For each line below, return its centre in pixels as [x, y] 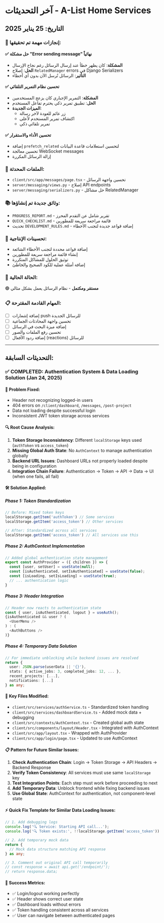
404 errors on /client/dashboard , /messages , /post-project [72, 406]
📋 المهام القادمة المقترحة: [33, 303]
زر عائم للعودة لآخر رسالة [42, 113]
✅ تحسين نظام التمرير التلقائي [32, 87]
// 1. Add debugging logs [31, 822]
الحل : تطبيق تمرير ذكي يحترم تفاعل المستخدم [54, 103]
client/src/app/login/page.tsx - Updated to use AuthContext [75, 738]
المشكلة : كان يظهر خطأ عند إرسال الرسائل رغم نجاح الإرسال [67, 65]
